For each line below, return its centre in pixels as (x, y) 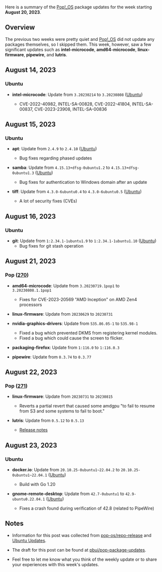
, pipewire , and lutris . (45, 54)
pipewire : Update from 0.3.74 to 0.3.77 (52, 357)
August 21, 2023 (31, 261)
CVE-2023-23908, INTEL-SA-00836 (71, 109)
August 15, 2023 (30, 124)
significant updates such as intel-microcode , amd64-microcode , (71, 49)
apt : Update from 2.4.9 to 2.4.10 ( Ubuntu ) (54, 149)
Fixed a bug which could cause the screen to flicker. (71, 338)
